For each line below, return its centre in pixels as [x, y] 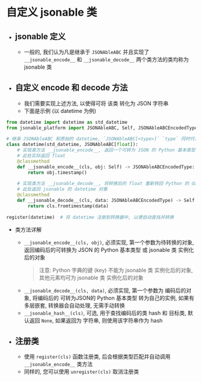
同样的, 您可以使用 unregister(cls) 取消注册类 [81, 372]
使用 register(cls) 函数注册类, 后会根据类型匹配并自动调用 [97, 357]
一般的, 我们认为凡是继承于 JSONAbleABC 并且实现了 [87, 52]
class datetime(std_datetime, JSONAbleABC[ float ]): [72, 145]
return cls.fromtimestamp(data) [69, 206]
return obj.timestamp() [57, 172]
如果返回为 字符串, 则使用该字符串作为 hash [109, 320]
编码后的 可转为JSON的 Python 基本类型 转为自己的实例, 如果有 [116, 297]
